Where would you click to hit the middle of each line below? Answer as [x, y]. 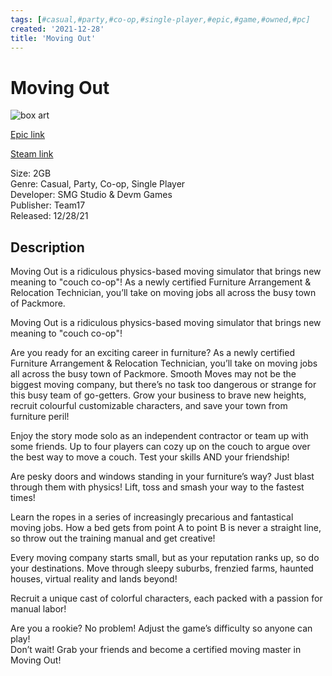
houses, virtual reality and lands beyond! [94, 579]
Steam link [32, 154]
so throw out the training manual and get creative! [113, 538]
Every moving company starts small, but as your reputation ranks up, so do [165, 558]
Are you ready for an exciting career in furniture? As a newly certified [152, 353]
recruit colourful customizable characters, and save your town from [149, 406]
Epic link [28, 135]
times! [23, 498]
